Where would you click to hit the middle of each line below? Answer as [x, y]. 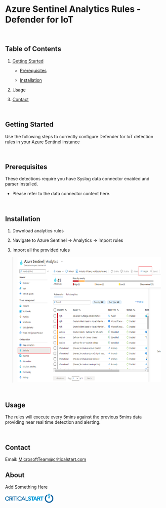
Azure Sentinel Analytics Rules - [73, 9]
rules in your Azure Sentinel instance [42, 142]
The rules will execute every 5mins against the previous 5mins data [74, 417]
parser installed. [21, 184]
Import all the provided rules [41, 250]
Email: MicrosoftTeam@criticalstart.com [46, 459]
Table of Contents [33, 49]
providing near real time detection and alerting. [53, 422]
